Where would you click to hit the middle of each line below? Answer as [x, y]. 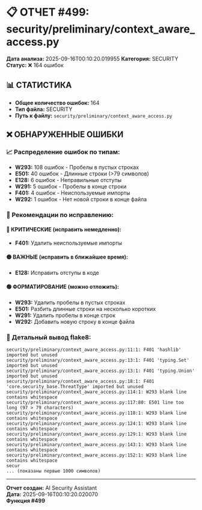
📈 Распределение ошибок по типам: [63, 152]
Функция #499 [26, 501]
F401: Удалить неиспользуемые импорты [68, 243]
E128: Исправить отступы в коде [57, 272]
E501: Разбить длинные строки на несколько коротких [85, 309]
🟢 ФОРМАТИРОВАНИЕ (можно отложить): [63, 287]
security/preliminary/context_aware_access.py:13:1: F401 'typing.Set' [98, 360]
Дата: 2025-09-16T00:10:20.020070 [52, 494]
